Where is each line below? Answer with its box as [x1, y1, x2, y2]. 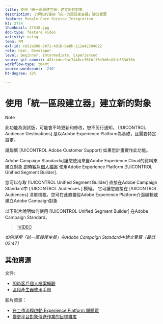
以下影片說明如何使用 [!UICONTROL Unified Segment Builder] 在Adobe [5, 208, 149, 214]
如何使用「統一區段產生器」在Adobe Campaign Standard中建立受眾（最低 [5, 234, 156, 240]
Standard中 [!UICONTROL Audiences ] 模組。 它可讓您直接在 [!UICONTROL [5, 185, 158, 191]
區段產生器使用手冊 [12, 286, 52, 292]
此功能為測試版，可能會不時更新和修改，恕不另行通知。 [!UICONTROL [5, 125, 146, 130]
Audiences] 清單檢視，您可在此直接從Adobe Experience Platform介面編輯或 [5, 192, 158, 198]
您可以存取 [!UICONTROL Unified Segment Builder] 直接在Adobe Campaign [5, 179, 158, 185]
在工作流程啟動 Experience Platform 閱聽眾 [12, 307, 99, 313]
